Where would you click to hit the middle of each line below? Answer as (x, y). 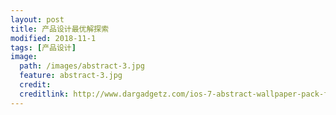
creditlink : (44, 94)
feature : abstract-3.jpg (71, 76)
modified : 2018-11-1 (53, 38)
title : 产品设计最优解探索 (60, 29)
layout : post (37, 19)
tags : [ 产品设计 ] (43, 47)
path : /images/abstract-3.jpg (82, 66)
